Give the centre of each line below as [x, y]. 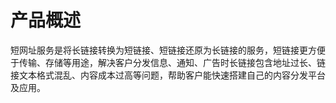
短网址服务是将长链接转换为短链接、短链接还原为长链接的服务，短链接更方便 [168, 50]
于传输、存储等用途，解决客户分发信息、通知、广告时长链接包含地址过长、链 [168, 62]
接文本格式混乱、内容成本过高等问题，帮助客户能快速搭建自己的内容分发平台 [168, 75]
